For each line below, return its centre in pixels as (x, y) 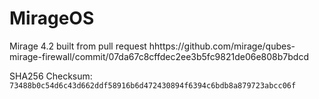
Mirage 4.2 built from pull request (78, 46)
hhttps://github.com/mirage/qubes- (222, 46)
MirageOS (52, 18)
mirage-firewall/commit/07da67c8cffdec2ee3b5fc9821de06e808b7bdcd (159, 56)
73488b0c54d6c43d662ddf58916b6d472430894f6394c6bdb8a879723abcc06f (153, 85)
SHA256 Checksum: (51, 76)
